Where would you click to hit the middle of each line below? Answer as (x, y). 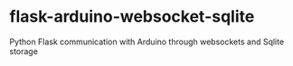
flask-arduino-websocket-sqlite (132, 17)
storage (24, 51)
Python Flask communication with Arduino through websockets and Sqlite (147, 42)
